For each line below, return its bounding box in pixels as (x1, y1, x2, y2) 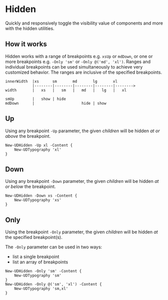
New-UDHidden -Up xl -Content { (5, 143, 73, 148)
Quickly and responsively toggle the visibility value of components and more (5, 20, 163, 26)
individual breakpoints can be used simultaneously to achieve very (5, 64, 143, 70)
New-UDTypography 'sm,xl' (14, 286, 69, 291)
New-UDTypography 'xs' (14, 198, 62, 203)
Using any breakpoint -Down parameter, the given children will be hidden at (5, 178, 159, 184)
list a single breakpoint (12, 254, 60, 260)
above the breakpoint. (5, 133, 51, 139)
